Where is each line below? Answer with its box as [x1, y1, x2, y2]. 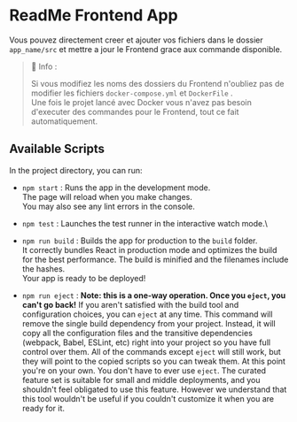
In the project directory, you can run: [9, 165, 143, 175]
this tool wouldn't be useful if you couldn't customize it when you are [21, 393, 275, 403]
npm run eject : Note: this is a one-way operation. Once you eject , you [21, 289, 286, 301]
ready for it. [21, 403, 65, 413]
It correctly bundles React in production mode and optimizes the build [21, 244, 277, 255]
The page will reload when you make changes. [21, 191, 193, 202]
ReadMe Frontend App [9, 5, 179, 26]
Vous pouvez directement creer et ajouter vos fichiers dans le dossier [9, 35, 263, 45]
